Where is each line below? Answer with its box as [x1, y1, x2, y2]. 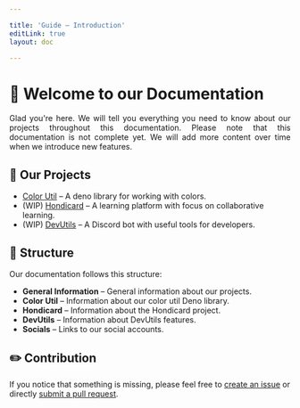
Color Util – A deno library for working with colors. [21, 191, 207, 201]
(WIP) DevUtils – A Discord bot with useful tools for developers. [21, 219, 256, 230]
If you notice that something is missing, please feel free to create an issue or [9, 379, 291, 389]
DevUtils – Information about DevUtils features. [21, 314, 196, 325]
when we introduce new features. [9, 142, 133, 152]
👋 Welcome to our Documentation [9, 84, 264, 103]
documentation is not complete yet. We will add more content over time [9, 132, 291, 143]
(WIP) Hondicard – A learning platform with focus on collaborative [21, 200, 264, 211]
